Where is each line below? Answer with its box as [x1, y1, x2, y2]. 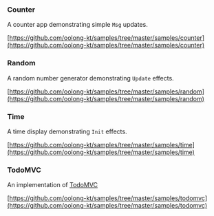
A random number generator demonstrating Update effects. [7, 74, 174, 82]
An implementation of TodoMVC [7, 181, 98, 189]
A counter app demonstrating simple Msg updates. [7, 21, 148, 29]
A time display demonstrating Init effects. [7, 127, 127, 136]
